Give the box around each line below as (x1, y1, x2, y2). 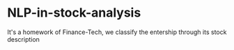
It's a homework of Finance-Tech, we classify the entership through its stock (7, 28, 227, 36)
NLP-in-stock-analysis (7, 5, 141, 21)
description (7, 35, 40, 43)
